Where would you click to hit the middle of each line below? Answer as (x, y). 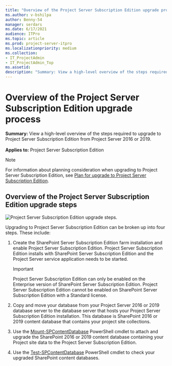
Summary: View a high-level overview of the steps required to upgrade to (83, 133)
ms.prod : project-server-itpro (39, 44)
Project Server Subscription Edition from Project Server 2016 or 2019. (78, 139)
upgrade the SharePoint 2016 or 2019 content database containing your (88, 337)
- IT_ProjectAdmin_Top (29, 63)
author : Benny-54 (24, 20)
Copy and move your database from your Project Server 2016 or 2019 (86, 305)
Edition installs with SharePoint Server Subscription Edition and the (83, 253)
